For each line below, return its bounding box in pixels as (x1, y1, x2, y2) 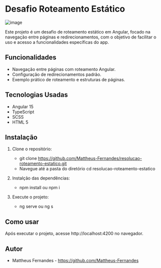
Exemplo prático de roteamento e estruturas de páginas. (12, 76, 125, 82)
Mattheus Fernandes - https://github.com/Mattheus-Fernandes (12, 258, 139, 263)
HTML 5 (12, 119, 29, 125)
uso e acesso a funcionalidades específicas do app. (5, 39, 109, 45)
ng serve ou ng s (19, 203, 54, 210)
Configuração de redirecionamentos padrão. (12, 71, 102, 77)
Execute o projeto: (12, 194, 49, 200)
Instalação (5, 133, 38, 142)
